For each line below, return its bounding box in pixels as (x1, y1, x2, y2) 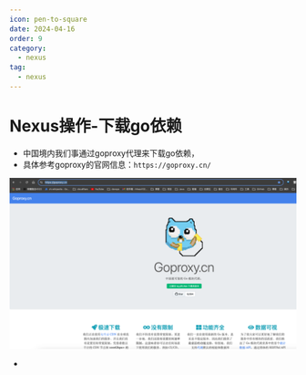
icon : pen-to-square (9, 15, 88, 24)
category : (9, 44, 47, 53)
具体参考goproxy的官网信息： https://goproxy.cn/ (22, 159, 212, 170)
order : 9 (9, 34, 43, 43)
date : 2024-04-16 (9, 24, 76, 34)
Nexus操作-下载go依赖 (9, 116, 182, 137)
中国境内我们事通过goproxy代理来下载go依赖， (22, 147, 199, 159)
